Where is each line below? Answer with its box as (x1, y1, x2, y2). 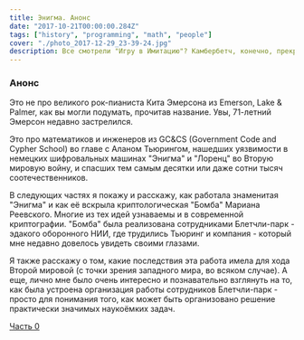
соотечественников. (9, 173, 89, 184)
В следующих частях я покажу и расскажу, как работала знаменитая (9, 190, 279, 201)
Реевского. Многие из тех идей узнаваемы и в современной (9, 209, 244, 220)
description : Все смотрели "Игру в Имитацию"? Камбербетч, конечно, (9, 47, 273, 56)
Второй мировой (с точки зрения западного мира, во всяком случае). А (9, 265, 288, 276)
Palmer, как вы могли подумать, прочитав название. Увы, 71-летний (9, 107, 271, 118)
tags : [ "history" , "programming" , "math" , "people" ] (9, 30, 213, 39)
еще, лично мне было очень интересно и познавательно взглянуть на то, (9, 275, 293, 286)
